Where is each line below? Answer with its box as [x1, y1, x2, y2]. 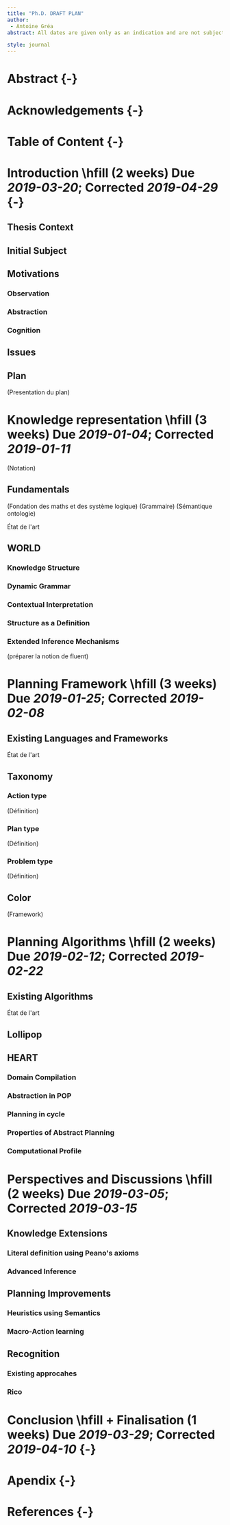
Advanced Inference [7, 1266, 77, 1276]
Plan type [7, 824, 40, 833]
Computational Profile [7, 1146, 82, 1155]
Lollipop [7, 1029, 42, 1040]
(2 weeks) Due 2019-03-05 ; [7, 1186, 169, 1201]
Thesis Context [7, 221, 74, 233]
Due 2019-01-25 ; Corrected [7, 691, 168, 706]
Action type [7, 791, 47, 801]
